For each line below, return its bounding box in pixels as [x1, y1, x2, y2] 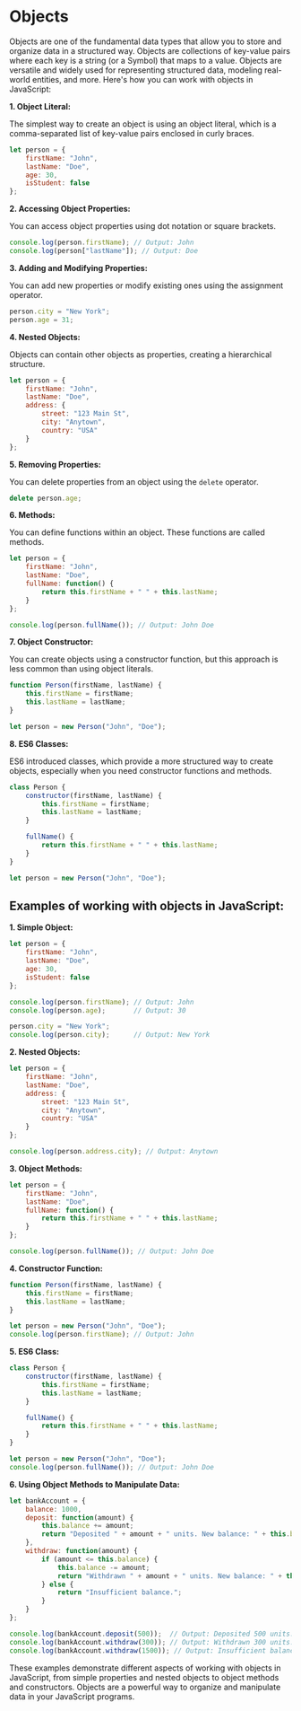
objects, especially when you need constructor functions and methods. [9, 765, 272, 776]
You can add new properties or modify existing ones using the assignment [9, 280, 284, 291]
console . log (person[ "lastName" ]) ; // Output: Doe [9, 247, 199, 256]
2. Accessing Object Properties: [9, 204, 132, 215]
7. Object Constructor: [9, 636, 94, 647]
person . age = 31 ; [9, 315, 74, 324]
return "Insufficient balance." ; [56, 1588, 182, 1597]
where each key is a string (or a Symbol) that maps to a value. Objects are [9, 55, 282, 66]
